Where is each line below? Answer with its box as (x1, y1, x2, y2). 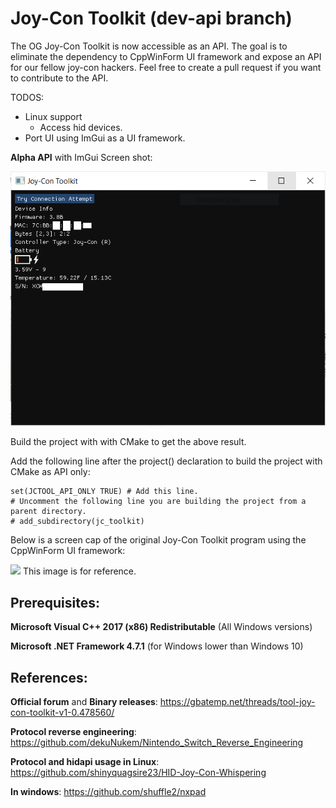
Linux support (24, 110, 83, 122)
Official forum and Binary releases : (10, 696, 158, 707)
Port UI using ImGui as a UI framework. (24, 132, 186, 144)
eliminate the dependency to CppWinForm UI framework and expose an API (10, 50, 322, 62)
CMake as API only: (10, 466, 91, 478)
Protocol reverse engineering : (10, 726, 137, 737)
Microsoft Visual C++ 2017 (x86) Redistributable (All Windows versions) (10, 621, 313, 633)
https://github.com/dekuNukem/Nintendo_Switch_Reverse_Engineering (10, 737, 304, 748)
